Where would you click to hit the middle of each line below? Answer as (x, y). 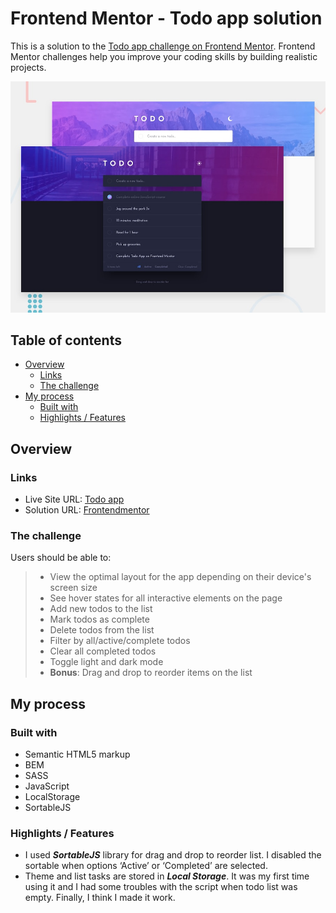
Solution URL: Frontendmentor (87, 510)
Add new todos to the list (101, 609)
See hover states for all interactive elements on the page (166, 598)
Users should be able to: (61, 558)
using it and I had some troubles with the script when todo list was (161, 887)
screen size (73, 588)
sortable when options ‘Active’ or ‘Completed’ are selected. (146, 866)
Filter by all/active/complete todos (120, 641)
